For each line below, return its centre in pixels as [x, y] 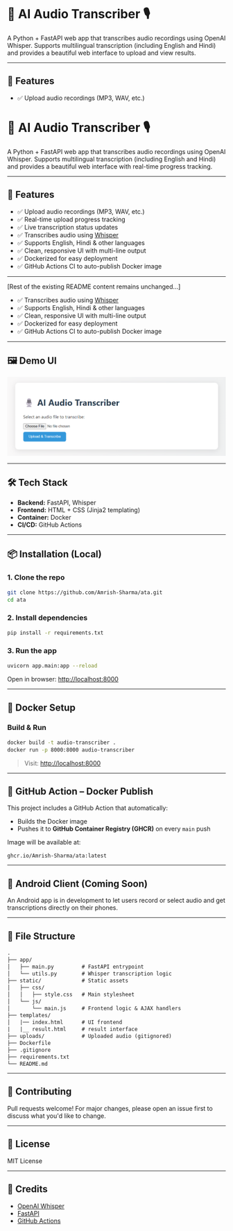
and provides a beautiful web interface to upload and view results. [102, 53]
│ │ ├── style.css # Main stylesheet [71, 995]
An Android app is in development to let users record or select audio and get [116, 901]
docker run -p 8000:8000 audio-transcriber [71, 750]
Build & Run [27, 727]
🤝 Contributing [40, 1092]
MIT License [25, 1161]
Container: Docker [44, 518]
